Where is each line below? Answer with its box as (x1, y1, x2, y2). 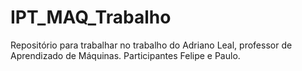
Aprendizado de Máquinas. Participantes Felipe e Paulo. (10, 49, 241, 61)
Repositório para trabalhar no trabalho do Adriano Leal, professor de (10, 39, 293, 51)
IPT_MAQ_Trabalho (10, 6, 172, 29)
